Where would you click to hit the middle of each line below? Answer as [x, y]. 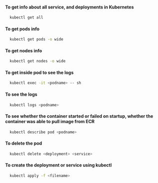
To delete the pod [24, 143]
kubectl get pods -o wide [37, 39]
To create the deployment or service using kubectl [59, 165]
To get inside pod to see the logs [39, 72]
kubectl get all [26, 17]
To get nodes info [24, 50]
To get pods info [22, 29]
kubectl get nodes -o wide [38, 61]
